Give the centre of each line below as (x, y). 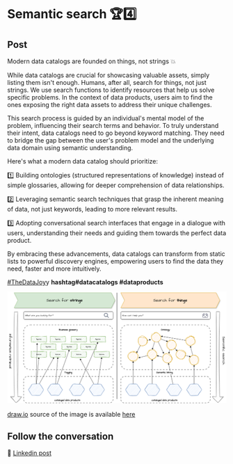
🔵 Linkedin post (30, 453)
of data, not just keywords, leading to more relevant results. (93, 209)
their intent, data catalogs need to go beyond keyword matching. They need (116, 133)
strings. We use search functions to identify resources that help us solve (111, 90)
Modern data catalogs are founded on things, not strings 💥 (91, 61)
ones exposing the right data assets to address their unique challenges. (110, 105)
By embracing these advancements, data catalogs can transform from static (116, 254)
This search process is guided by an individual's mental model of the (106, 118)
